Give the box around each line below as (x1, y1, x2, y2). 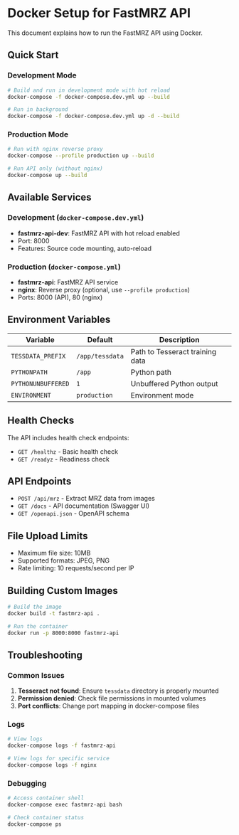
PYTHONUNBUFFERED (11, 379, 70, 388)
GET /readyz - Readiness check (17, 454, 110, 463)
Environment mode (130, 390, 194, 400)
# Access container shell (7, 794, 84, 802)
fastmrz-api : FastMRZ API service (17, 277, 119, 286)
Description (159, 334, 200, 344)
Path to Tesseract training (130, 346, 217, 356)
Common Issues (7, 670, 65, 680)
